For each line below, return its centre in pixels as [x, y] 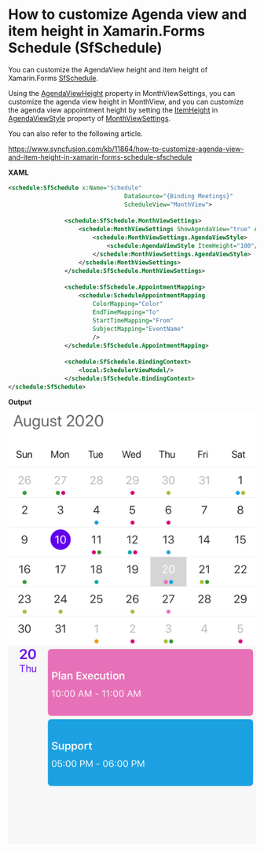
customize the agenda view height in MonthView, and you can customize [126, 101]
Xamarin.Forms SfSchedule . [53, 78]
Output [20, 402]
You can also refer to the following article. [75, 133]
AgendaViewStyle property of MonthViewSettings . [90, 118]
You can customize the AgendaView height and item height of [108, 69]
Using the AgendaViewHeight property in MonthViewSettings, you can [122, 93]
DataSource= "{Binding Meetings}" [179, 196]
